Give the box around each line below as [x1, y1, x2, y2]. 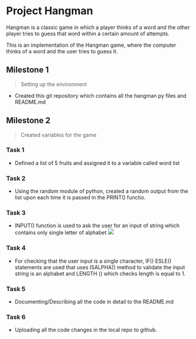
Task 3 [6, 209, 26, 217]
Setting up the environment [20, 80, 87, 88]
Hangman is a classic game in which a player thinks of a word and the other [6, 24, 190, 31]
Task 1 [6, 146, 25, 154]
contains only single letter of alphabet [14, 229, 107, 236]
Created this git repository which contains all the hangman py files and [14, 92, 187, 99]
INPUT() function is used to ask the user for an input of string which [14, 222, 180, 229]
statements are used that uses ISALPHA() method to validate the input [14, 263, 185, 270]
